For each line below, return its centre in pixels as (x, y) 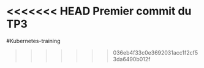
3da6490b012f (132, 59)
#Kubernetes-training (33, 41)
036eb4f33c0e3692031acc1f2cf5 (155, 52)
